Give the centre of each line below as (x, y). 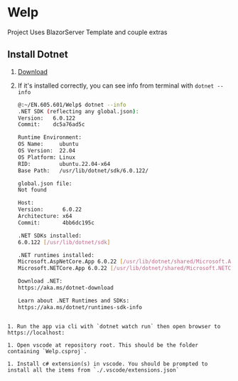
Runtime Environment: (49, 137)
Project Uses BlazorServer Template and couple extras (87, 32)
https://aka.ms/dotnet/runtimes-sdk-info (80, 307)
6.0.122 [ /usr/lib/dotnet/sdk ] (64, 242)
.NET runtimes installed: (56, 255)
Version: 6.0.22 (49, 210)
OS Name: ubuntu (48, 144)
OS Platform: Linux (47, 157)
